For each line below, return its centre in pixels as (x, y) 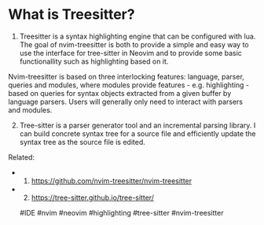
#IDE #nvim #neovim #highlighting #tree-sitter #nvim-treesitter (121, 212)
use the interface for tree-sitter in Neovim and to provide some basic (130, 53)
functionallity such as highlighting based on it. (94, 61)
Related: (22, 157)
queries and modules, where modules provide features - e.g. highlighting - (129, 85)
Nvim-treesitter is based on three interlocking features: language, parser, (126, 76)
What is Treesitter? (71, 15)
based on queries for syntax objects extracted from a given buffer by (120, 93)
